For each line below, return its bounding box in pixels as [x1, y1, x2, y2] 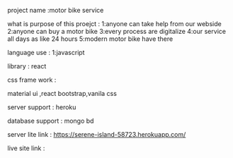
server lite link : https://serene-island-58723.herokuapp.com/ [7, 130, 186, 138]
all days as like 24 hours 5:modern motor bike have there [7, 35, 174, 43]
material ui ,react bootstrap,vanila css [7, 90, 117, 97]
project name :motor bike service [7, 6, 104, 14]
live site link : [7, 144, 45, 152]
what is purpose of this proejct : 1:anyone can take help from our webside [7, 20, 222, 28]
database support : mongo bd [7, 116, 94, 125]
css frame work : [7, 75, 57, 84]
